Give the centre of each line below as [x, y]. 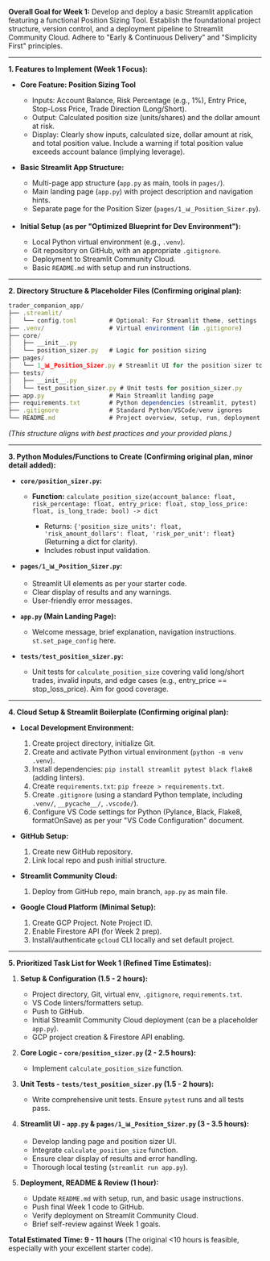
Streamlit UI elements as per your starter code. [109, 583]
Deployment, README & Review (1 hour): [89, 1183]
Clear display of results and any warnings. [102, 592]
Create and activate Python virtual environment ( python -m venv [137, 752]
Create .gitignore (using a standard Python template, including [137, 795]
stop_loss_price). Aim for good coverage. [100, 689]
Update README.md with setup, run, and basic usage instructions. [137, 1198]
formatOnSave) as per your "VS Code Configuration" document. [138, 820]
